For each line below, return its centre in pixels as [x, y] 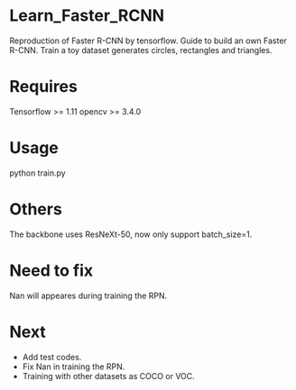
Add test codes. [52, 357]
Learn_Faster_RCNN [87, 16]
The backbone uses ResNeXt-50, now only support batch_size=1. [131, 234]
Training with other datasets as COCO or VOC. [109, 376]
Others [36, 209]
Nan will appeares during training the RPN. [88, 295]
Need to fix [51, 270]
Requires [44, 87]
